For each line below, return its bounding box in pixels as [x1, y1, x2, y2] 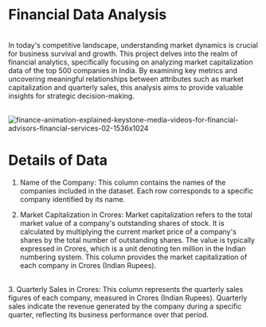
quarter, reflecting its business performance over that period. [8, 309, 209, 319]
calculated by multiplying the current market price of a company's [19, 227, 237, 236]
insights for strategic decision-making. [8, 91, 135, 100]
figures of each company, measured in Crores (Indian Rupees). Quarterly [8, 293, 248, 302]
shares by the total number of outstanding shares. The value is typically [19, 235, 255, 244]
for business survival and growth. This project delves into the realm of [8, 49, 238, 58]
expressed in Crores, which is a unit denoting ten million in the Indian [19, 243, 246, 253]
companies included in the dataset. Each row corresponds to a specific [19, 185, 253, 196]
